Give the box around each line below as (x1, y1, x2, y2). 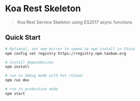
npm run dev (5, 78, 29, 83)
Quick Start (5, 33, 41, 42)
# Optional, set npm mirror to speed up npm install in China (5, 46, 135, 51)
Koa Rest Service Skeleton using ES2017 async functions (17, 19, 133, 25)
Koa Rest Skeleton (5, 3, 81, 14)
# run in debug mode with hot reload (5, 73, 83, 78)
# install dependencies (5, 60, 54, 65)
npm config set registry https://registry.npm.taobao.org (5, 51, 126, 56)
